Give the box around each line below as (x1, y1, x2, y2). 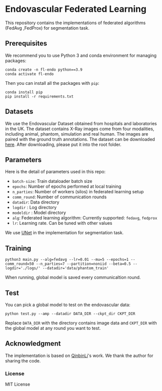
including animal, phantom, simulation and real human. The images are (5, 131, 149, 137)
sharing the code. (5, 357, 41, 363)
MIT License (5, 381, 31, 388)
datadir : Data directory (12, 199, 60, 205)
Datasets (5, 107, 33, 116)
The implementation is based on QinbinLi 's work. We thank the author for (5, 353, 154, 358)
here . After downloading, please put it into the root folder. (5, 142, 122, 147)
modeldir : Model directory (12, 210, 66, 215)
